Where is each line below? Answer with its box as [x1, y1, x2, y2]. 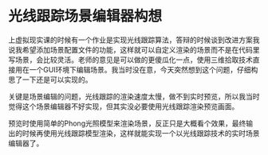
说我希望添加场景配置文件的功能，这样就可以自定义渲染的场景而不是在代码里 [8, 45, 260, 54]
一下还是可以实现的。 [22, 75, 93, 84]
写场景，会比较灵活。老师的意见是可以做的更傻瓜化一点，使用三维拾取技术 [8, 55, 253, 64]
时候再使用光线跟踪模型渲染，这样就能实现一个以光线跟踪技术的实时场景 [22, 128, 260, 138]
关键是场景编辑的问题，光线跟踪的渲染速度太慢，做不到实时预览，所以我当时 [8, 91, 260, 101]
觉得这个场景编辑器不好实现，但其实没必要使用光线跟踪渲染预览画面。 [8, 101, 239, 111]
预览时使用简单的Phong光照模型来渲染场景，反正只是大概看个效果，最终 [8, 118, 246, 128]
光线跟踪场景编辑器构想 [8, 7, 163, 25]
